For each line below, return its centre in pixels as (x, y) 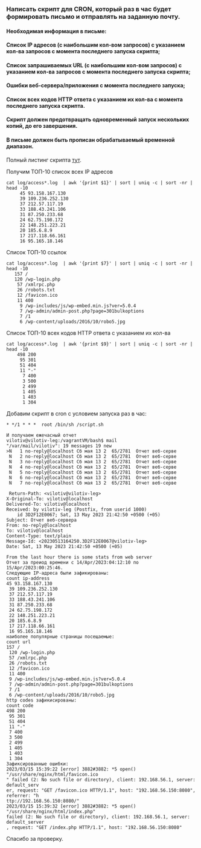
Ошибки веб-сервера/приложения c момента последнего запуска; (96, 85)
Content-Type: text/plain (39, 536)
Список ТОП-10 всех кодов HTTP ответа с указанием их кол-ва (88, 333)
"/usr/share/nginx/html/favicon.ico (52, 774)
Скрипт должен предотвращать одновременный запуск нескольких (98, 119)
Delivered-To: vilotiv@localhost (48, 504)
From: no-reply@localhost (39, 525)
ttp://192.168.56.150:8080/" (43, 801)
